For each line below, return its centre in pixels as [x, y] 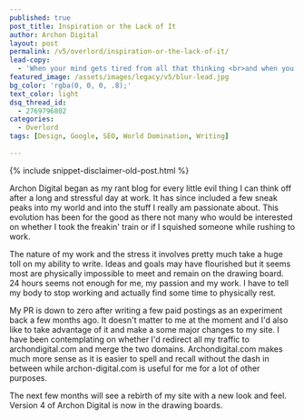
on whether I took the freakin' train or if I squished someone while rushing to [152, 226]
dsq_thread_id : [38, 102]
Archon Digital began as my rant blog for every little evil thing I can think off [151, 188]
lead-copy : [30, 60]
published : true [40, 18]
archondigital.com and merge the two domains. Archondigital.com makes [146, 349]
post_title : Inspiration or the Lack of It [93, 26]
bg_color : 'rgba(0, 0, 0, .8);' [70, 85]
